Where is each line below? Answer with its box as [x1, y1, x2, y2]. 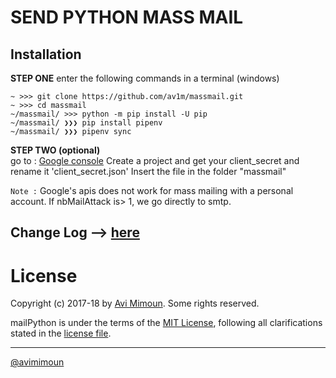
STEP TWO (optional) [10, 144, 101, 156]
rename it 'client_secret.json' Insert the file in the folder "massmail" [10, 166, 287, 177]
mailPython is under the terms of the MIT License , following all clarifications [10, 317, 323, 329]
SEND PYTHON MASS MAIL [10, 6, 244, 29]
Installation [10, 46, 82, 63]
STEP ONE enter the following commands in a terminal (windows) [10, 72, 280, 84]
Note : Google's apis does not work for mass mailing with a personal [10, 185, 294, 196]
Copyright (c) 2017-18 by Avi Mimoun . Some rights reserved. [10, 297, 260, 310]
